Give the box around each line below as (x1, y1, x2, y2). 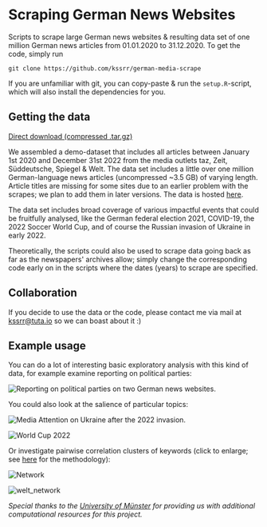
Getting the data (8, 110, 91, 124)
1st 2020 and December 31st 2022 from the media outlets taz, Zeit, (8, 155, 228, 165)
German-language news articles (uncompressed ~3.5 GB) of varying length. (8, 172, 258, 182)
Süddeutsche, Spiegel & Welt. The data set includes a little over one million (8, 164, 253, 174)
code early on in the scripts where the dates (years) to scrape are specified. (8, 262, 258, 273)
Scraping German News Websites (8, 6, 236, 24)
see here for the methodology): (8, 454, 111, 465)
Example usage (8, 338, 86, 353)
